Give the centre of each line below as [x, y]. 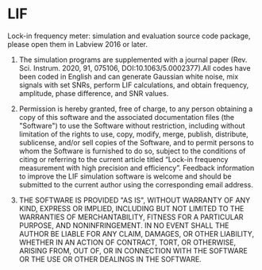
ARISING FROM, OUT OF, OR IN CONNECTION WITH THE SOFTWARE [133, 250]
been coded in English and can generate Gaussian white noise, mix [129, 76]
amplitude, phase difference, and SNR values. [94, 93]
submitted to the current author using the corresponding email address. [136, 184]
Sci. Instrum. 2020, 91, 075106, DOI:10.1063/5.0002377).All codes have [135, 67]
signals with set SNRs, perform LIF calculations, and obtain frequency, [134, 85]
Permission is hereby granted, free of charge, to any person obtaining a [136, 109]
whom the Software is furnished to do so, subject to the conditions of [132, 151]
